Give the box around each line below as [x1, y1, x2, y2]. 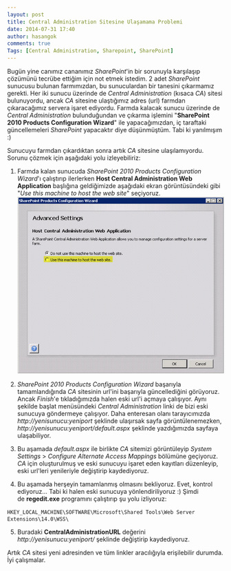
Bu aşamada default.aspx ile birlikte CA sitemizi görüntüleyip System [16, 444, 212, 453]
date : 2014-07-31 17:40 [7, 25, 76, 32]
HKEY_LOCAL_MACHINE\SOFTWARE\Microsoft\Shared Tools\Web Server [7, 508, 195, 516]
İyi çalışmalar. [7, 555, 46, 564]
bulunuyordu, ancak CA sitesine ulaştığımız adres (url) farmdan [7, 96, 186, 105]
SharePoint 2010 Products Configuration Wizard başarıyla [16, 380, 181, 388]
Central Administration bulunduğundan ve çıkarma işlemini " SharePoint [7, 111, 210, 119]
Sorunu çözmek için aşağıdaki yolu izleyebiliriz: [7, 154, 141, 162]
